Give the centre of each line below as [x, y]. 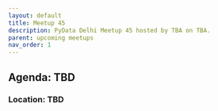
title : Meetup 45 [37, 23]
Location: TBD [36, 100]
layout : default [35, 15]
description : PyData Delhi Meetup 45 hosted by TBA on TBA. [110, 30]
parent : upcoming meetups [51, 38]
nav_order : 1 [30, 45]
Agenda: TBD [42, 77]
